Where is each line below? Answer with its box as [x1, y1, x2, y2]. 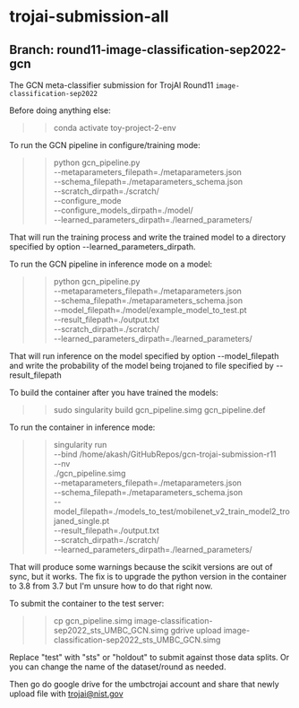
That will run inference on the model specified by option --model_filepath [9, 351, 279, 361]
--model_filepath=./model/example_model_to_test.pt [53, 305, 248, 315]
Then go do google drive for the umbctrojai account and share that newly [9, 679, 279, 689]
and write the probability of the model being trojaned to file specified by [9, 361, 275, 371]
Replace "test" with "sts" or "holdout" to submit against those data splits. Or [9, 652, 289, 662]
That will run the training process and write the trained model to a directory [9, 232, 286, 242]
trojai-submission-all [9, 6, 169, 27]
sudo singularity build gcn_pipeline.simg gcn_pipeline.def [53, 405, 266, 415]
